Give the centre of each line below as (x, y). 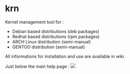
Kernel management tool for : (34, 22)
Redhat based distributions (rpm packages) (56, 37)
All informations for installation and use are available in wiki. (65, 56)
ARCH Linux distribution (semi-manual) (52, 41)
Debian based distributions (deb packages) (55, 31)
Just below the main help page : (37, 66)
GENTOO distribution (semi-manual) (49, 47)
